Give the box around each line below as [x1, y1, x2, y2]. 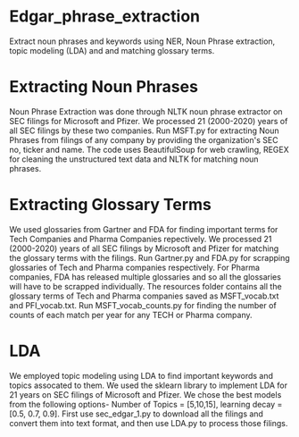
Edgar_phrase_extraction [9, 6, 201, 27]
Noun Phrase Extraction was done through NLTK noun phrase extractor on [9, 105, 283, 117]
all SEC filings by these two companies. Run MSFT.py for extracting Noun [9, 125, 279, 136]
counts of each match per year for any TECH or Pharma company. [9, 309, 253, 320]
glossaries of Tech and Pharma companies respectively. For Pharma [9, 262, 261, 273]
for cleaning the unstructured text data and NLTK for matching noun [9, 154, 259, 164]
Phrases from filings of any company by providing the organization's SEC [9, 134, 278, 145]
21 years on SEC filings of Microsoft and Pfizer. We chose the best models [9, 389, 282, 399]
